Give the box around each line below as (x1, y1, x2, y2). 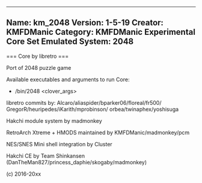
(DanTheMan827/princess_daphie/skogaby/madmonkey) (6, 158, 147, 166)
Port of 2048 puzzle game (6, 64, 72, 71)
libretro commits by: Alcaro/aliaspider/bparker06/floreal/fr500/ (6, 99, 162, 106)
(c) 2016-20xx (6, 170, 41, 178)
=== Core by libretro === (6, 52, 69, 60)
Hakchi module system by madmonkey (6, 117, 102, 124)
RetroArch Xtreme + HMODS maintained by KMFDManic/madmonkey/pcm (6, 129, 190, 136)
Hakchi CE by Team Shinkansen (6, 152, 85, 160)
